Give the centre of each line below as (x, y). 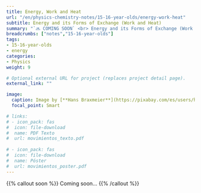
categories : (21, 56)
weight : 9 (19, 67)
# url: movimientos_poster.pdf (46, 166)
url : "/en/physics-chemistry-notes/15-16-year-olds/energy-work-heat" (96, 17)
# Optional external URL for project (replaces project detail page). (96, 78)
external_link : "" (29, 84)
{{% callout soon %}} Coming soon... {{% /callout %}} (73, 183)
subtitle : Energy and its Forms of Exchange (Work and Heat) (84, 23)
